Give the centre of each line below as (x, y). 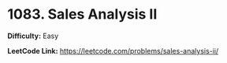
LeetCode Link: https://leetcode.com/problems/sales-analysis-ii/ (113, 51)
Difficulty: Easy (33, 36)
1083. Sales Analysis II (82, 14)
